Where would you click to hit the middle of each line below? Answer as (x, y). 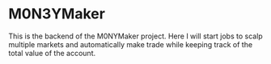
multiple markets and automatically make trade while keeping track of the (131, 44)
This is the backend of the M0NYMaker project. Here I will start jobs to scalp (135, 36)
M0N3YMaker (57, 14)
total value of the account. (52, 53)
